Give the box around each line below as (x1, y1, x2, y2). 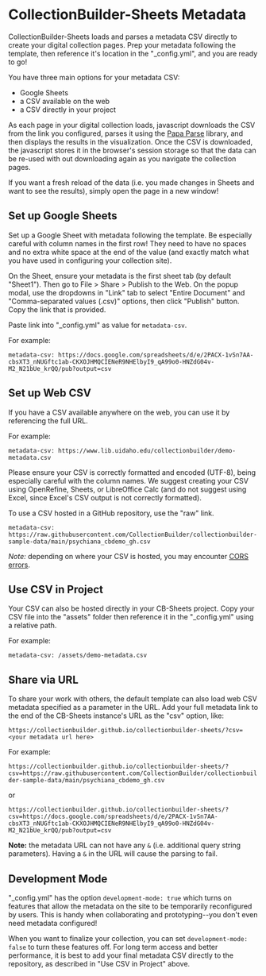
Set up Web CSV (8, 387, 91, 400)
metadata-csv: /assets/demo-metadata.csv (8, 651, 148, 660)
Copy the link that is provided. (8, 304, 106, 314)
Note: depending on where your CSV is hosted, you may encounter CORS (8, 551, 249, 561)
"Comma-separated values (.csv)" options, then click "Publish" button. (8, 296, 240, 306)
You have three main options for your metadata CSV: (8, 72, 180, 82)
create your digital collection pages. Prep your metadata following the (8, 40, 237, 49)
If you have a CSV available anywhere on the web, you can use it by (8, 407, 230, 417)
